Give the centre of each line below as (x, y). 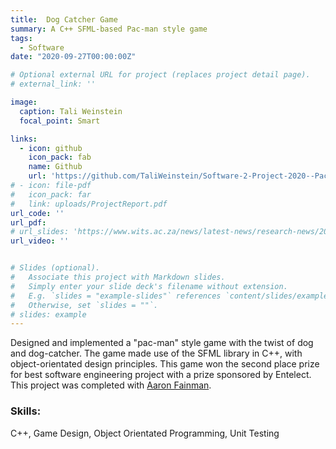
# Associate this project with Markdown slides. (118, 277)
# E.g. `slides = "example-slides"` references (116, 296)
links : (24, 139)
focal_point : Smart (60, 121)
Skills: (26, 411)
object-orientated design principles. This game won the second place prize (165, 364)
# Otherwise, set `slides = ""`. (84, 305)
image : (24, 102)
